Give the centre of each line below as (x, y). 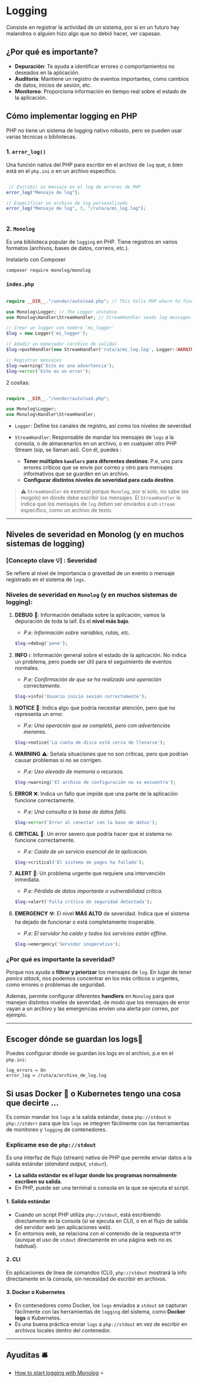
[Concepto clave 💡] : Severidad (52, 560)
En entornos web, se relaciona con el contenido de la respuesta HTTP (98, 1233)
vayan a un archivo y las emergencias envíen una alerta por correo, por (93, 1009)
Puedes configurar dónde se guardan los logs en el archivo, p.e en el (90, 1053)
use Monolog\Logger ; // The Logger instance (62, 312)
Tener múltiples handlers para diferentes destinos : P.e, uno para (103, 461)
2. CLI (13, 1259)
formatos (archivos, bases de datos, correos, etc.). (68, 248)
